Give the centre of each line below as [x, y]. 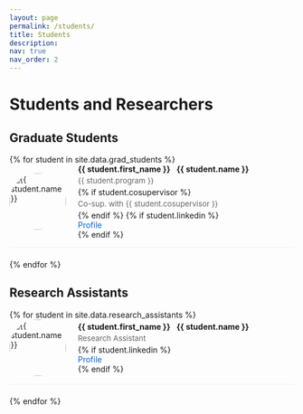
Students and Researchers [112, 104]
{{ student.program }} [116, 180]
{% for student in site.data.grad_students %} [93, 160]
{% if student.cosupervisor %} [135, 192]
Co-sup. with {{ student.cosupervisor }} [148, 203]
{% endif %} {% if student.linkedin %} [149, 215]
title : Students [40, 34]
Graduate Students [64, 138]
